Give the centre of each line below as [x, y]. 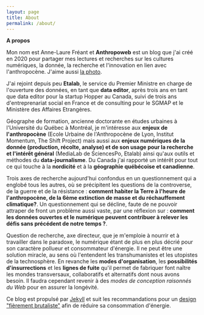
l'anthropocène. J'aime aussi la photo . [54, 72]
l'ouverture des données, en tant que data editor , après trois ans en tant [97, 90]
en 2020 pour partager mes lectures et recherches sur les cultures [90, 59]
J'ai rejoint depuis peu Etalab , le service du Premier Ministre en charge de [99, 83]
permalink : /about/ [31, 23]
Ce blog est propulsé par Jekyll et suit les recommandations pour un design [101, 299]
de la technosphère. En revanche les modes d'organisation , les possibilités [102, 261]
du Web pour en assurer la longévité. [53, 288]
